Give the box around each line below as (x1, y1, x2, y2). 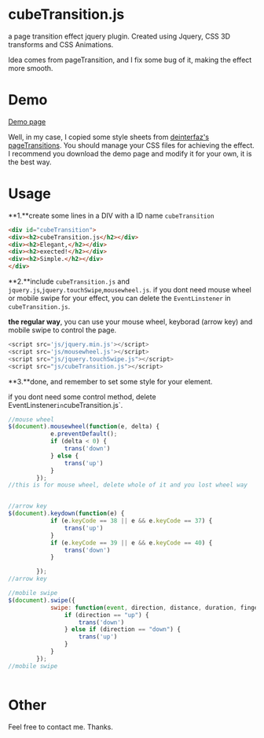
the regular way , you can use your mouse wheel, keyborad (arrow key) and (8, 317, 253, 327)
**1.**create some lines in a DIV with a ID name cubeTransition (8, 211, 214, 220)
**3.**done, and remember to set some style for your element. (8, 376, 213, 386)
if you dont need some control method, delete (8, 391, 156, 402)
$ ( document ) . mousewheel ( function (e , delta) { (8, 423, 159, 431)
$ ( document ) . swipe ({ (8, 596, 76, 604)
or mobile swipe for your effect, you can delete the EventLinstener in (8, 293, 231, 303)
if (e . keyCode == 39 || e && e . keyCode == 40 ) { (49, 538, 213, 547)
